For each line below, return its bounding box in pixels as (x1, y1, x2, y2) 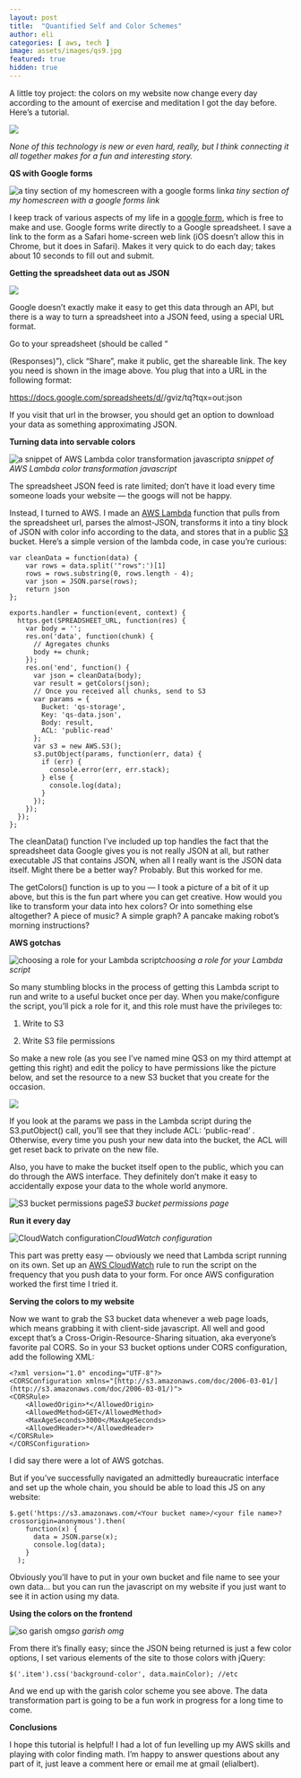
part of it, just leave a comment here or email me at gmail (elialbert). (9, 1758, 260, 1769)
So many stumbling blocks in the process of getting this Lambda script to (9, 981, 279, 992)
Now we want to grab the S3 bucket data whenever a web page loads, (9, 1313, 269, 1323)
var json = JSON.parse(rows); (25, 577, 139, 585)
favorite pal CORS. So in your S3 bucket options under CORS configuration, (9, 1341, 288, 1352)
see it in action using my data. (9, 1591, 120, 1601)
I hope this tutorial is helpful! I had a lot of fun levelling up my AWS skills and (9, 1739, 291, 1749)
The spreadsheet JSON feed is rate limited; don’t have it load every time (9, 481, 276, 491)
